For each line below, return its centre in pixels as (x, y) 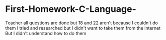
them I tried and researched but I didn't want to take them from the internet (83, 28)
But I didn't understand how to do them (46, 33)
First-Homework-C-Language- (71, 9)
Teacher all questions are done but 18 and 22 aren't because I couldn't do (82, 23)
